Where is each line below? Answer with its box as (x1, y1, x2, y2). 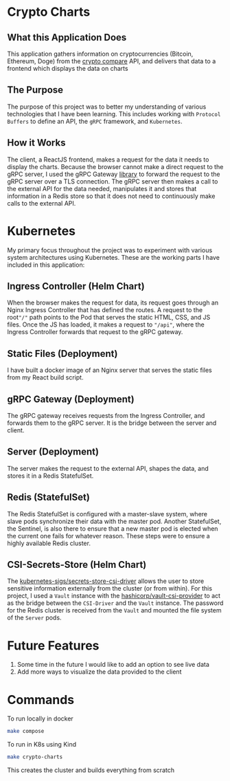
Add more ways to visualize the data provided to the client (16, 668, 182, 676)
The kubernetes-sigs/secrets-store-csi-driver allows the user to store (7, 577, 205, 585)
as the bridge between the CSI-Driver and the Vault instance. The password (7, 599, 224, 607)
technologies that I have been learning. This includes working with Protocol (7, 109, 221, 118)
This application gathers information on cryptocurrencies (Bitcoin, (7, 49, 194, 58)
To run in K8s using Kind (7, 740, 77, 749)
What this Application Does (7, 32, 127, 43)
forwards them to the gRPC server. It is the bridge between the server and (7, 419, 217, 427)
